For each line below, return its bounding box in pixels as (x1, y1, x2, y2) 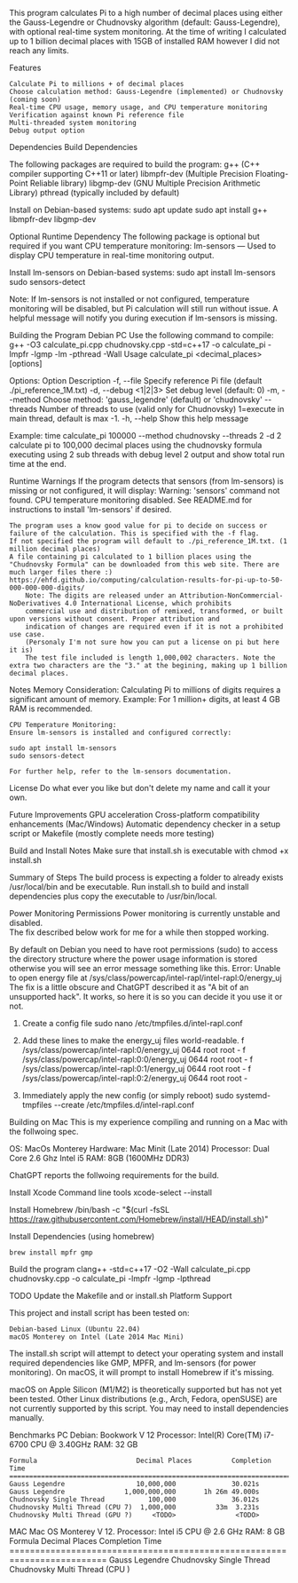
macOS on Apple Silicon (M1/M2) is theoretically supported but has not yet (9, 1384, 282, 1395)
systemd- (235, 1090, 271, 1100)
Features (9, 62, 42, 73)
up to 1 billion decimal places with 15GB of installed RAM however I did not (9, 36, 280, 46)
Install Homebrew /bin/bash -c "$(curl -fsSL (9, 1205, 170, 1215)
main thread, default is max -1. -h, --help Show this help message (9, 413, 249, 423)
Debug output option (9, 126, 86, 135)
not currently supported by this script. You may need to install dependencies (9, 1403, 289, 1413)
